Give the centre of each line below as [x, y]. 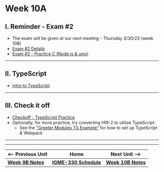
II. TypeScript [26, 74]
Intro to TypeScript [31, 86]
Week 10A [26, 9]
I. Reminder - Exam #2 [39, 27]
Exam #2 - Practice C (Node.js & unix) [50, 54]
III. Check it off [28, 106]
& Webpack [31, 133]
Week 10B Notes [126, 162]
